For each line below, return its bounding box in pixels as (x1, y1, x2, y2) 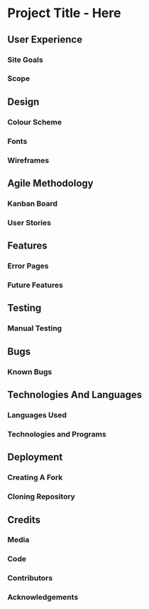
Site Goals (7, 55, 44, 65)
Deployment (7, 451, 63, 464)
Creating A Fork (7, 472, 63, 482)
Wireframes (7, 155, 50, 165)
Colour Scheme (7, 117, 62, 127)
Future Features (7, 280, 64, 290)
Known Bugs (7, 367, 53, 377)
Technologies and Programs (7, 429, 106, 439)
